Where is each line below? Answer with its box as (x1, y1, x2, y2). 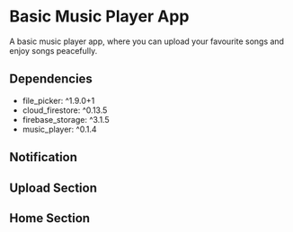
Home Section (9, 211, 91, 226)
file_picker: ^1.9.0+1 (22, 95, 95, 106)
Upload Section (9, 180, 97, 195)
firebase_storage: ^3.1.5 (22, 114, 110, 125)
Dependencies (9, 72, 93, 87)
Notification (9, 150, 78, 165)
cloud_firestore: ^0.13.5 (22, 105, 108, 116)
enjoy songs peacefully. (9, 45, 98, 56)
